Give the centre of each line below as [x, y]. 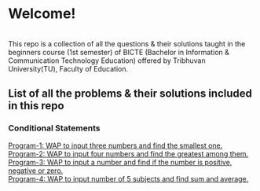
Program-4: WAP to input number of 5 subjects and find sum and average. [128, 178]
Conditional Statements [54, 128]
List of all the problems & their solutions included [130, 94]
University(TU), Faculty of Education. [68, 68]
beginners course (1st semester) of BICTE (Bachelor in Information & [119, 52]
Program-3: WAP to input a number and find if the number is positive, [120, 162]
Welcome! [42, 14]
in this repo [36, 106]
